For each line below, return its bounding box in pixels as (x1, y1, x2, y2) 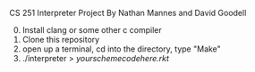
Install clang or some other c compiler (21, 25, 163, 35)
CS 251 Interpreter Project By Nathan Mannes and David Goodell (9, 8, 247, 18)
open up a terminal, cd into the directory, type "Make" (21, 44, 221, 54)
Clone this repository (21, 35, 100, 44)
